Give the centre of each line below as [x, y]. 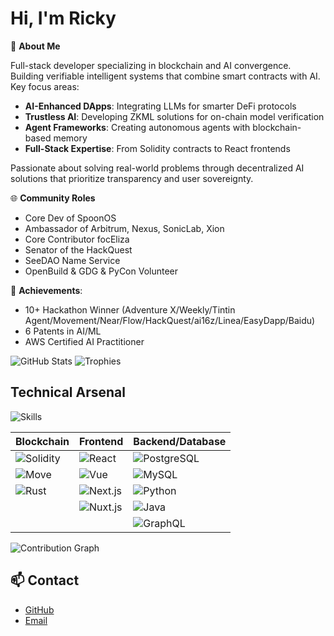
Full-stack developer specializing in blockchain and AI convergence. [151, 65]
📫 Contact [45, 580]
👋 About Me [35, 46]
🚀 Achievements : [46, 290]
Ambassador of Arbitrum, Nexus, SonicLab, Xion [124, 228]
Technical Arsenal [68, 392]
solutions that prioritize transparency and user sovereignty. [132, 178]
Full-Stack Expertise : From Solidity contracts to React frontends [157, 148]
